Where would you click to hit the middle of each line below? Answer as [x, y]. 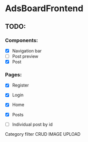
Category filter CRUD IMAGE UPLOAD [43, 134]
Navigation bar [27, 51]
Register [20, 85]
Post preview [25, 56]
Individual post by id [32, 124]
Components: [22, 40]
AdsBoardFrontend [44, 9]
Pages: [13, 74]
